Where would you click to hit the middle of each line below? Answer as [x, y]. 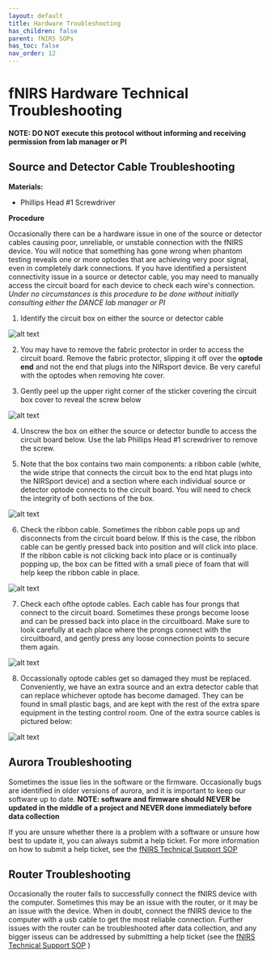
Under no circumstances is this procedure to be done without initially [123, 294]
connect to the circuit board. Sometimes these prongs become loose [134, 613]
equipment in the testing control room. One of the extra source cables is [140, 712]
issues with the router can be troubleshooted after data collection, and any [133, 928]
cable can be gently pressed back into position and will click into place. [139, 546]
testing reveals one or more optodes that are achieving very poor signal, [129, 259]
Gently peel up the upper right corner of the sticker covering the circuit [138, 391]
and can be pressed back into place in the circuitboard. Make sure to [135, 621]
